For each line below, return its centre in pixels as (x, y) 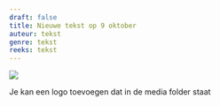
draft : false (33, 17)
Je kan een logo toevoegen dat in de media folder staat (110, 92)
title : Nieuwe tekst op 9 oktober (73, 26)
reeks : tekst (33, 50)
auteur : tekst (35, 34)
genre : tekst (33, 42)
